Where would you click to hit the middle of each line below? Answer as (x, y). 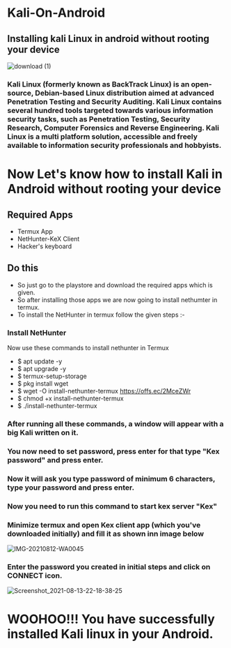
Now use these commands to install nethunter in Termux (88, 348)
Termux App (35, 231)
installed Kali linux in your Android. (110, 634)
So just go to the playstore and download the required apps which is (115, 285)
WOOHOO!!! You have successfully (111, 619)
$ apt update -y (40, 361)
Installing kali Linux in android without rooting (109, 39)
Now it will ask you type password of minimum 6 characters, (111, 479)
